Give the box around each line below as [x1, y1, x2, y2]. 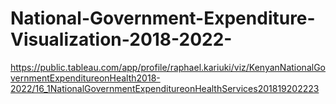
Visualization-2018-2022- [10, 28, 233, 51]
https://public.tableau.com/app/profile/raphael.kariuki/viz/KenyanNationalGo [10, 61, 326, 73]
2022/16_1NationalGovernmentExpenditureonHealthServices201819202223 [10, 82, 320, 94]
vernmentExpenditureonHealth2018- [10, 72, 161, 84]
